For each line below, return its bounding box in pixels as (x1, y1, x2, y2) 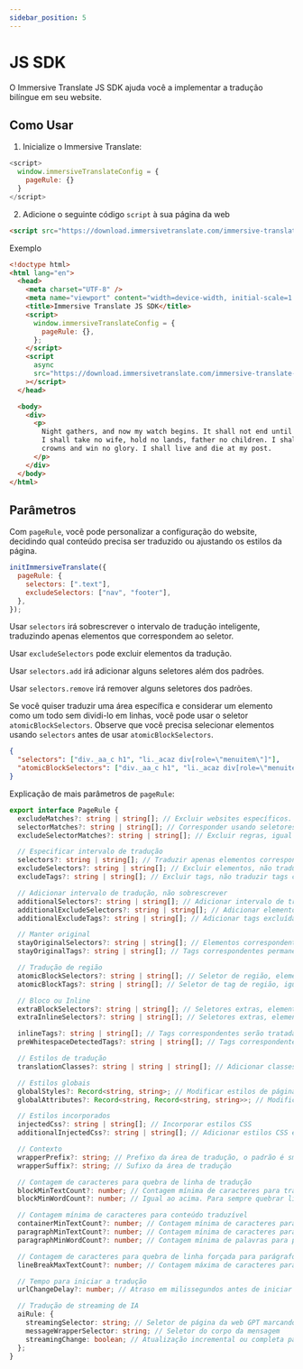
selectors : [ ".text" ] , (25, 579, 111, 589)
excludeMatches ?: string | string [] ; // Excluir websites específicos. (17, 813, 293, 823)
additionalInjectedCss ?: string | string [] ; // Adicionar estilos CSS (17, 1128, 289, 1137)
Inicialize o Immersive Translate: (22, 142, 142, 152)
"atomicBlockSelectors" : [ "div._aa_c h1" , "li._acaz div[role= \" (17, 764, 269, 773)
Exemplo (9, 243, 42, 253)
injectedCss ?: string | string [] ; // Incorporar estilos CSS (17, 1120, 252, 1129)
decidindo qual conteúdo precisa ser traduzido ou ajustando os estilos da (9, 536, 282, 547)
